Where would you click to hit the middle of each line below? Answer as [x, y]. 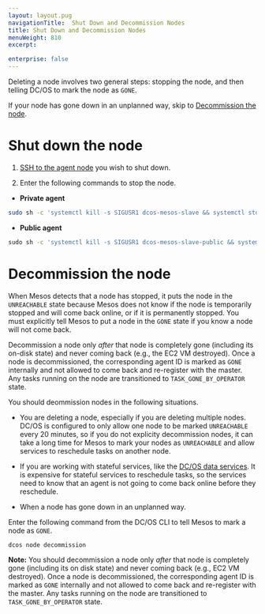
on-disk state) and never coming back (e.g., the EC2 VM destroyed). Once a [132, 353]
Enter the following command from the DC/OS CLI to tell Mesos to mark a [127, 522]
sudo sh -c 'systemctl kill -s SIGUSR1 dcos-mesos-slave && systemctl [127, 213]
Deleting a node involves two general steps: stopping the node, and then [126, 81]
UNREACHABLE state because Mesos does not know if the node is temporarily [130, 304]
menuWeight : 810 [35, 38]
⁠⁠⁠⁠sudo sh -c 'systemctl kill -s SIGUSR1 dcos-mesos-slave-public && [121, 242]
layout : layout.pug [40, 15]
